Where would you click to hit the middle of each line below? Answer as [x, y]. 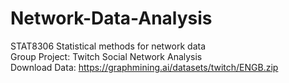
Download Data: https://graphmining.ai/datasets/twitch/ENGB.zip [144, 67]
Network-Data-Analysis [111, 18]
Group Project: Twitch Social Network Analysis [106, 56]
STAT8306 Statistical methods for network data [108, 46]
